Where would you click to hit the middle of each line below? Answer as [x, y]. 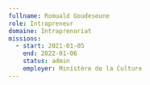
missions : [25, 38]
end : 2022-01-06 [50, 53]
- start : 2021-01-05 [50, 46]
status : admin [46, 62]
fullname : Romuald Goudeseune [59, 16]
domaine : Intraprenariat [50, 31]
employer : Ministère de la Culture [83, 69]
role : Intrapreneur [41, 23]
